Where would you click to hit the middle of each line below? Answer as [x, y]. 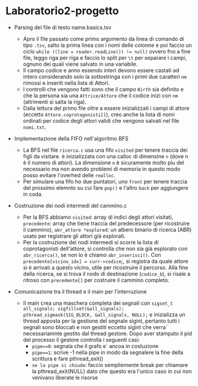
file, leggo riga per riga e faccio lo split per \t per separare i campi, [105, 58]
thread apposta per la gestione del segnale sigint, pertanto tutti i [101, 321]
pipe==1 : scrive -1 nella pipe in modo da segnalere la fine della [108, 352]
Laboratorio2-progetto [62, 11]
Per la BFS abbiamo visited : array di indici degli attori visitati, [98, 217]
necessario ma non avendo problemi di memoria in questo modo [102, 169]
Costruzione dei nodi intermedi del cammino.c [71, 205]
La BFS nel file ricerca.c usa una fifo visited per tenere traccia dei [105, 150]
